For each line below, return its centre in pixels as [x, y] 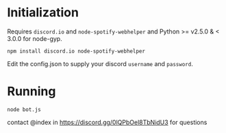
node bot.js [24, 109]
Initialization [43, 13]
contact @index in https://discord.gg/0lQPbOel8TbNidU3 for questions [107, 122]
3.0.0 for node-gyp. [35, 38]
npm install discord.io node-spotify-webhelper [76, 51]
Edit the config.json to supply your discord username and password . [100, 63]
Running [32, 92]
